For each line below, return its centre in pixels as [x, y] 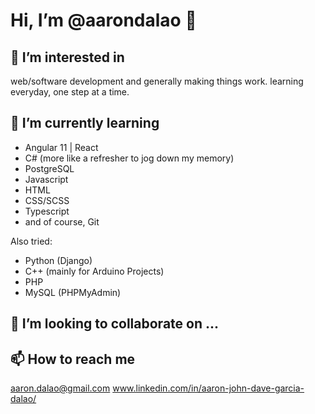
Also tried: [31, 241]
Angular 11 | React [61, 147]
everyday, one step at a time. [70, 92]
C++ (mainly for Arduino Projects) [94, 271]
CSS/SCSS [47, 200]
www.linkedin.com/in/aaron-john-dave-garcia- [208, 388]
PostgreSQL [49, 168]
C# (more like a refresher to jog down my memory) [129, 158]
